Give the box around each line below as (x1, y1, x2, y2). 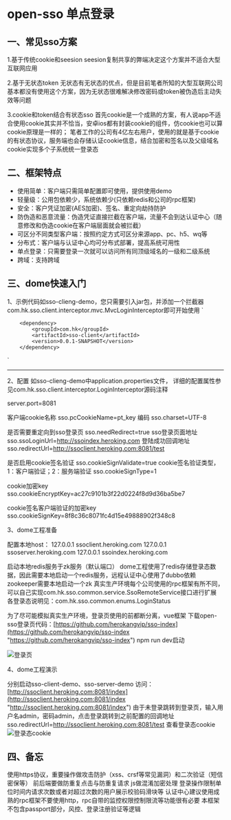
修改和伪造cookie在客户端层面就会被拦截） (23, 221, 145, 229)
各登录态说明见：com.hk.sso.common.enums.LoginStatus (7, 597, 171, 605)
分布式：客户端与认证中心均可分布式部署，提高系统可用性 (16, 238, 180, 247)
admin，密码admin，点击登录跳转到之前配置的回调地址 (19, 711, 175, 720)
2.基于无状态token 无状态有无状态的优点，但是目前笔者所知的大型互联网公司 (7, 79, 223, 87)
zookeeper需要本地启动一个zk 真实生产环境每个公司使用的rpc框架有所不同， (7, 580, 224, 588)
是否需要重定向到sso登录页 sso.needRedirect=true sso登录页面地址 (7, 428, 198, 436)
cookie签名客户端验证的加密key (7, 504, 97, 512)
